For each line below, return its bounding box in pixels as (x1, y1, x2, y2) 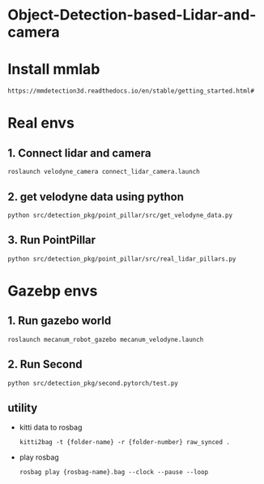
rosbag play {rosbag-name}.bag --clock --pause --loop (19, 469, 209, 477)
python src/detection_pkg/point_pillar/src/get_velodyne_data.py (7, 211, 232, 219)
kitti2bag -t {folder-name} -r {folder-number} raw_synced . (19, 439, 231, 447)
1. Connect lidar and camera (7, 146, 151, 160)
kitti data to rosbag (19, 422, 83, 432)
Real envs (7, 114, 75, 132)
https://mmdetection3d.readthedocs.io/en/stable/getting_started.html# (7, 87, 254, 95)
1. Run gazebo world (7, 314, 112, 328)
